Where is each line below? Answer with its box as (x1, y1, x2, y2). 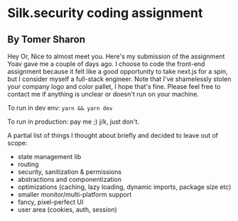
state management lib (17, 153, 82, 161)
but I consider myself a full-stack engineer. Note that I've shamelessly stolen (7, 75, 232, 83)
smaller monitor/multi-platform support (17, 190, 132, 198)
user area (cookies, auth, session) (17, 205, 117, 214)
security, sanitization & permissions (17, 168, 122, 176)
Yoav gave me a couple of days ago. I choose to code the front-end (7, 60, 205, 68)
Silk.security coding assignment (7, 5, 203, 21)
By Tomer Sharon (7, 33, 85, 45)
